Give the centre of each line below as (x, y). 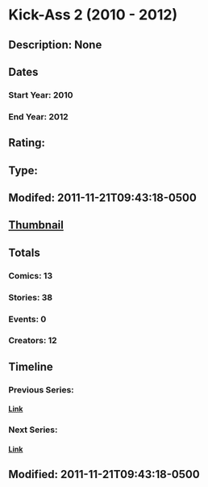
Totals (24, 252)
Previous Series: (41, 389)
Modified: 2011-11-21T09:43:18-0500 (104, 474)
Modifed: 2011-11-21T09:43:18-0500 (103, 197)
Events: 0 (27, 319)
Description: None (55, 45)
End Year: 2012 (38, 116)
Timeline (31, 366)
